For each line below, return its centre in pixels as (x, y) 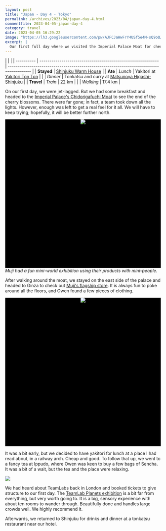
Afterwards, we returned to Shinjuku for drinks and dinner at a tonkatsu (78, 519)
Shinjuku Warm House (79, 71)
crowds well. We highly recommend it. (44, 509)
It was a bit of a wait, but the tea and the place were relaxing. (67, 469)
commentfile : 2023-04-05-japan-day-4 (44, 24)
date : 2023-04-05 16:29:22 (33, 33)
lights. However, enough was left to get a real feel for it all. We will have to (80, 107)
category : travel (23, 28)
